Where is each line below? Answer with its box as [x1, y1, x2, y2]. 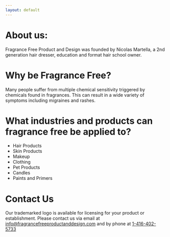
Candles [12, 170, 31, 176]
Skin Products [12, 148, 42, 154]
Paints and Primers [12, 175, 53, 181]
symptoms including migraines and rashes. [5, 97, 96, 103]
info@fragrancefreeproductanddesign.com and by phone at [5, 221, 131, 227]
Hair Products [12, 143, 42, 149]
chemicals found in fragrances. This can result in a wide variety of [5, 92, 144, 98]
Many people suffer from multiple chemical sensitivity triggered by [5, 86, 145, 92]
